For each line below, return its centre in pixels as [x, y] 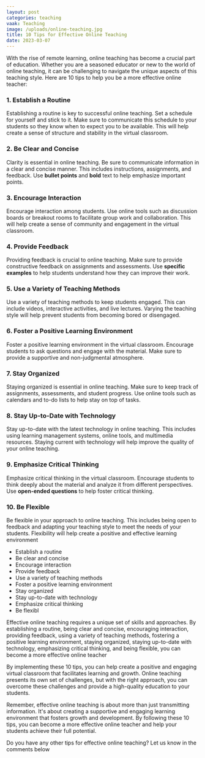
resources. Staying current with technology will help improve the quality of [100, 442]
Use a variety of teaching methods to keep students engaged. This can [96, 302]
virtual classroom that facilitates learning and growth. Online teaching [94, 673]
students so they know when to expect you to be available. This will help [98, 126]
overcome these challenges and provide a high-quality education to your [98, 686]
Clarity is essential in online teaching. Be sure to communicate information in [103, 162]
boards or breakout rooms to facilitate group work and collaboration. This [99, 217]
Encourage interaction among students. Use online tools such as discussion [102, 211]
